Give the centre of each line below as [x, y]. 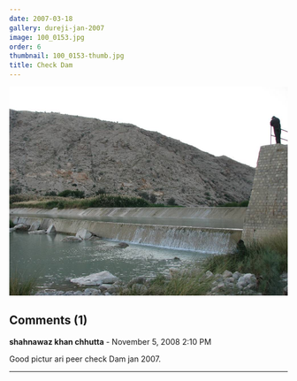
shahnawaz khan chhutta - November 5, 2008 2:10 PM [110, 341]
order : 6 [25, 47]
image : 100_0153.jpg [47, 37]
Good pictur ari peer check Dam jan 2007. [85, 359]
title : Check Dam [41, 65]
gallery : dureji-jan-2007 [57, 28]
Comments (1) [49, 320]
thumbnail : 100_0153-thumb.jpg [67, 56]
